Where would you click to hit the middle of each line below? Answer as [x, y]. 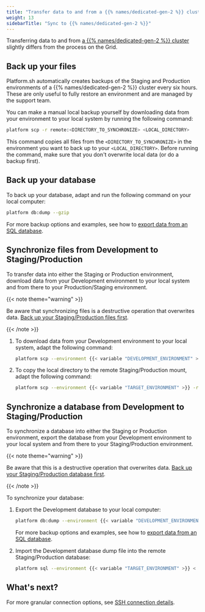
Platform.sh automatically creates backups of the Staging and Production [98, 81]
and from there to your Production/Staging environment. [77, 287]
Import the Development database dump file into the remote [90, 551]
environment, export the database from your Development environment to [99, 437]
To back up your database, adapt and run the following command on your [99, 195]
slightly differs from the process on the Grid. [62, 47]
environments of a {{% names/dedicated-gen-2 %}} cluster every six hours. [102, 88]
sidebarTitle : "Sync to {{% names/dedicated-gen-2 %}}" [79, 23]
